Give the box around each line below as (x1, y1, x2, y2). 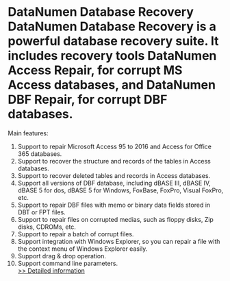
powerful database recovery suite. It (8, 34, 219, 49)
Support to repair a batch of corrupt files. (17, 229, 134, 238)
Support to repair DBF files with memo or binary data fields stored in (17, 201, 211, 209)
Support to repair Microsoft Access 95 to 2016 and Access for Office (17, 142, 212, 150)
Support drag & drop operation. (17, 251, 107, 260)
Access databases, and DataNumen (8, 77, 216, 93)
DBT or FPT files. (17, 207, 66, 216)
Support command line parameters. (17, 259, 118, 267)
